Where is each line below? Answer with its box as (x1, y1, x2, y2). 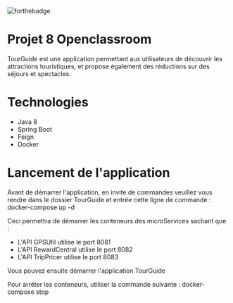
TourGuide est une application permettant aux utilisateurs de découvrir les (7, 54, 223, 63)
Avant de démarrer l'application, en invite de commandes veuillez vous (7, 187, 213, 197)
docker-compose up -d (7, 203, 75, 211)
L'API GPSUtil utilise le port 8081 (17, 237, 111, 246)
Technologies (7, 94, 89, 111)
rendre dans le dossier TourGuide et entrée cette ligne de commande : (7, 195, 211, 204)
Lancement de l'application (7, 165, 170, 181)
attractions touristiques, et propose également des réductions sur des (7, 62, 210, 70)
